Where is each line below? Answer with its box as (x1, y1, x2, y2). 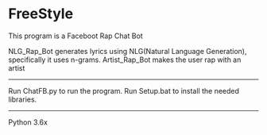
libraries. (8, 94, 37, 104)
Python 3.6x (8, 117, 48, 127)
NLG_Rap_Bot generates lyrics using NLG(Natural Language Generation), (8, 46, 247, 56)
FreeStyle (8, 5, 74, 23)
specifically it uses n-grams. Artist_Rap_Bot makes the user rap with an (8, 55, 242, 64)
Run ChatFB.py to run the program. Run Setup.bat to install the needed (8, 86, 240, 95)
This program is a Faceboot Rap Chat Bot (8, 31, 143, 40)
